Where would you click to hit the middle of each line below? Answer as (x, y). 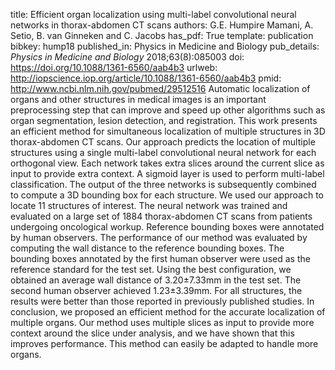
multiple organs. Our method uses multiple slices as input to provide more (162, 322)
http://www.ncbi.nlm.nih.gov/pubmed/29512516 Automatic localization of (160, 88)
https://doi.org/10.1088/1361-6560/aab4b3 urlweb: (114, 67)
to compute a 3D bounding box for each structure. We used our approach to (167, 195)
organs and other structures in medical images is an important (138, 99)
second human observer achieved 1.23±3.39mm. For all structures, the (156, 290)
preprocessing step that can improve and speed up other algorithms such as (168, 110)
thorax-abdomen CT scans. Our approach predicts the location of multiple (163, 142)
